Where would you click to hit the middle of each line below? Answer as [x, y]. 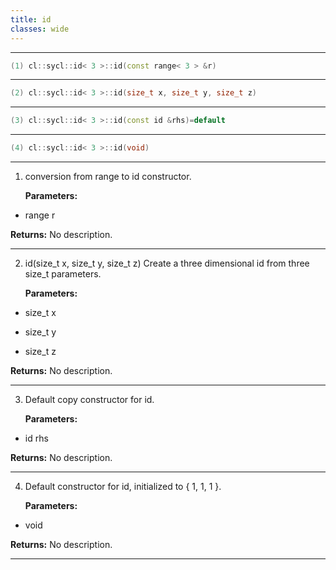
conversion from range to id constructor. [108, 176]
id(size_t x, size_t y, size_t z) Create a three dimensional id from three [167, 263]
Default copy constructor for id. [89, 399]
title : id [31, 19]
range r [40, 215]
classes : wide [40, 29]
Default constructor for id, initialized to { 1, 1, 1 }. [123, 486]
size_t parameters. [63, 274]
